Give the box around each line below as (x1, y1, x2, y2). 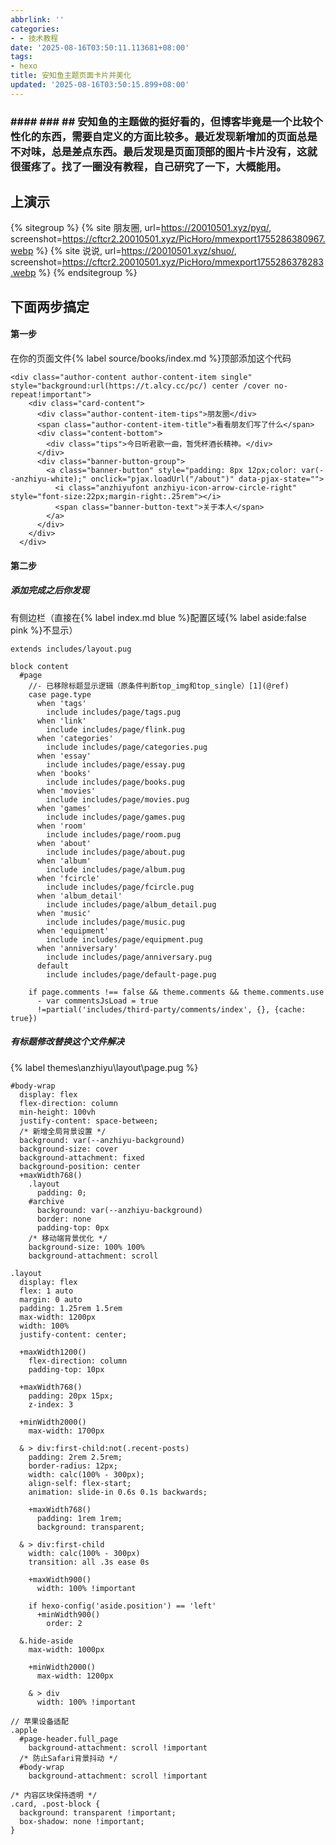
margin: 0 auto (19, 1294, 83, 1305)
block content (10, 661, 70, 671)
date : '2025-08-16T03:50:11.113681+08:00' (10, 42, 190, 53)
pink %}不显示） (10, 624, 78, 636)
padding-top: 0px (36, 1222, 110, 1233)
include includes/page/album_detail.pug (46, 899, 217, 910)
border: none (36, 1214, 92, 1224)
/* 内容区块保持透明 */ (10, 1790, 98, 1800)
